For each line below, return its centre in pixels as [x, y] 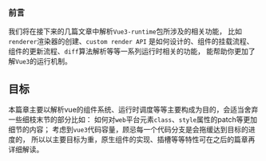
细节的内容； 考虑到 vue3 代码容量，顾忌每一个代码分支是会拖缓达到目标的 [129, 130]
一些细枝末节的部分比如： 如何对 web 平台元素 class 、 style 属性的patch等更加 [133, 120]
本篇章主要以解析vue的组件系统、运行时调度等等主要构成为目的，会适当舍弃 [133, 110]
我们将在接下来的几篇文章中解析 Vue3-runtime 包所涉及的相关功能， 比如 [125, 31]
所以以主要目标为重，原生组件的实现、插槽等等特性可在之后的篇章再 [143, 139]
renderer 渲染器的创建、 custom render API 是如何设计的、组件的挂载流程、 [131, 41]
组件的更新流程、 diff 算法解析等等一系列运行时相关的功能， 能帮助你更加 [129, 51]
